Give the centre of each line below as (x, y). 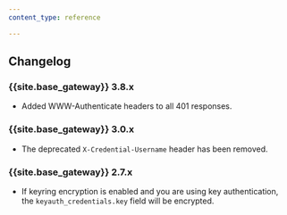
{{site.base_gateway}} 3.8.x (72, 87)
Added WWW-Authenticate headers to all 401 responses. (127, 106)
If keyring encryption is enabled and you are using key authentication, (150, 191)
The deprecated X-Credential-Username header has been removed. (145, 149)
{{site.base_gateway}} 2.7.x (71, 172)
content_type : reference (55, 17)
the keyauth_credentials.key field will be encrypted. (118, 201)
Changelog (40, 62)
